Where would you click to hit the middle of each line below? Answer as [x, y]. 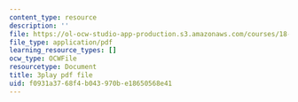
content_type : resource [53, 17]
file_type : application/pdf [61, 42]
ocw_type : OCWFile [43, 59]
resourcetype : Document [53, 67]
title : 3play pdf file [51, 75]
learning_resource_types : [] [63, 51]
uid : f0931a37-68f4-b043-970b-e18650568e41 [91, 83]
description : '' [39, 26]
